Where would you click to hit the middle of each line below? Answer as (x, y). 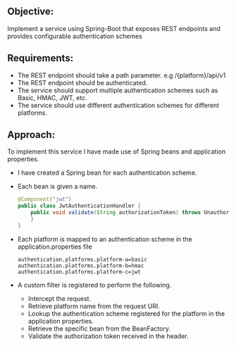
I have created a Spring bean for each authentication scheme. (107, 173)
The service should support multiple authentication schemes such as (118, 90)
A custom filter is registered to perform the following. (94, 285)
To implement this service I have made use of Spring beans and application (117, 152)
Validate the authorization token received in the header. (108, 336)
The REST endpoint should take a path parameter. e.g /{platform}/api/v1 (122, 75)
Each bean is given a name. (57, 187)
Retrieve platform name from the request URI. (94, 306)
